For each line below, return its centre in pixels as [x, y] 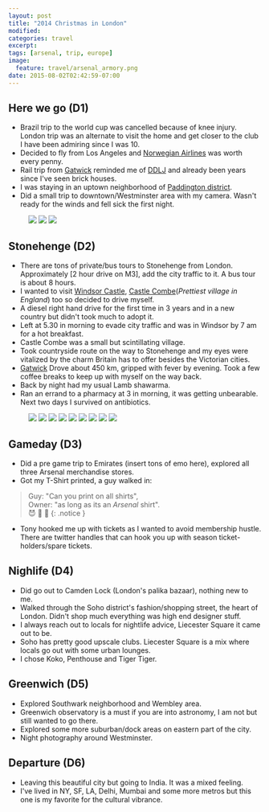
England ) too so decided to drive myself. [87, 300]
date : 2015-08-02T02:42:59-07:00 [64, 76]
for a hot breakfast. [52, 334]
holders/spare [43, 546]
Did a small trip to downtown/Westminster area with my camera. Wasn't [138, 196]
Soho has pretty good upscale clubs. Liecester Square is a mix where [134, 642]
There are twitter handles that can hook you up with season [118, 537]
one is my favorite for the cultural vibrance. [91, 799]
